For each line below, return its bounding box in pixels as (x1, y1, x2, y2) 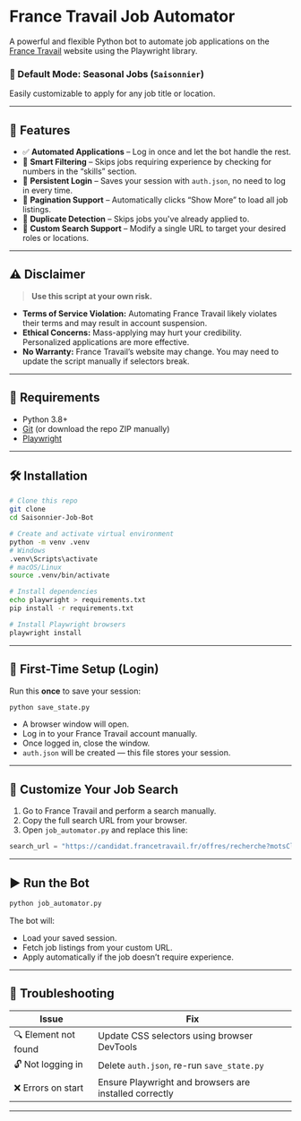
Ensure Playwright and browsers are (98, 1075, 251, 1088)
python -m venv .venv (9, 538, 90, 547)
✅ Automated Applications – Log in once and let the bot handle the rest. (21, 146, 291, 158)
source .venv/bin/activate (9, 571, 110, 580)
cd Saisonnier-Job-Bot (9, 513, 94, 522)
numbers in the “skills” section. (21, 166, 137, 177)
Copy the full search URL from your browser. (21, 815, 188, 826)
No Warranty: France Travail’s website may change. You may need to (21, 346, 279, 357)
